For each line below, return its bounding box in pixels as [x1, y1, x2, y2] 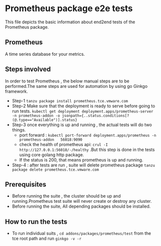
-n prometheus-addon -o [12, 113, 60, 118]
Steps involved [5, 65, 51, 73]
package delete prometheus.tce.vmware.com [12, 167, 99, 172]
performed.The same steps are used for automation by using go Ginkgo [5, 83, 148, 89]
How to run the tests [5, 217, 68, 226]
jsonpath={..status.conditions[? [62, 113, 130, 118]
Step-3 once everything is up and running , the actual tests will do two [12, 122, 152, 128]
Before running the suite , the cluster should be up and [12, 193, 121, 199]
